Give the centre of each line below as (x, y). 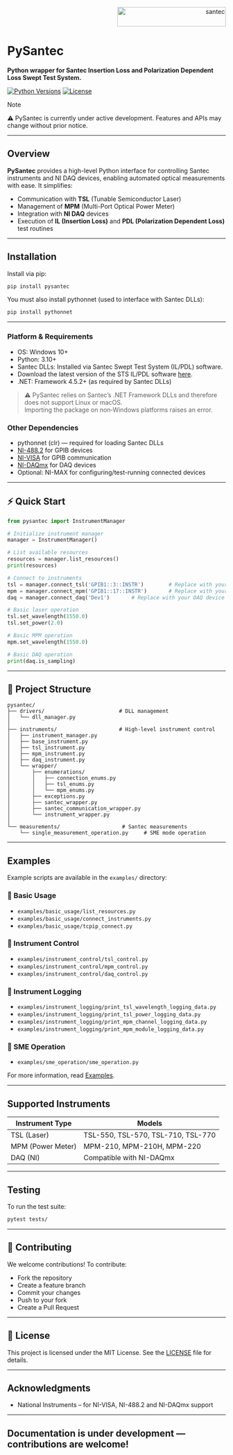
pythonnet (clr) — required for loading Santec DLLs (90, 442)
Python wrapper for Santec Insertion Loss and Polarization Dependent (110, 70)
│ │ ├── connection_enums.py (62, 778)
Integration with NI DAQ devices (63, 214)
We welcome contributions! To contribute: (67, 1264)
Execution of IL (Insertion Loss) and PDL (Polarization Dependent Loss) (121, 221)
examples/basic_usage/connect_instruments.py (84, 919)
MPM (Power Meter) (44, 1146)
